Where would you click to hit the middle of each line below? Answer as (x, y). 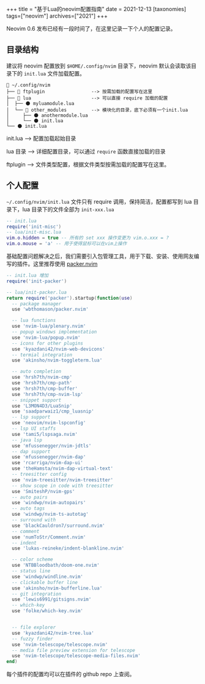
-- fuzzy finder (32, 639)
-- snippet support (37, 400)
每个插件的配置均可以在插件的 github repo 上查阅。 (71, 674)
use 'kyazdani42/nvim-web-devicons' (58, 349)
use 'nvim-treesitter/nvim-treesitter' (63, 480)
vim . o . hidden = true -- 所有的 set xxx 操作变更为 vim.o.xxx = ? (88, 238)
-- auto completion (37, 371)
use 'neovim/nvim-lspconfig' (49, 423)
